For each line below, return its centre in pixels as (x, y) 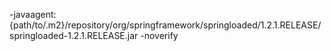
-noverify (159, 35)
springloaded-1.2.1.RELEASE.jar (74, 35)
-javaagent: (33, 14)
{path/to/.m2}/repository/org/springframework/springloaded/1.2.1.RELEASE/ (165, 25)
